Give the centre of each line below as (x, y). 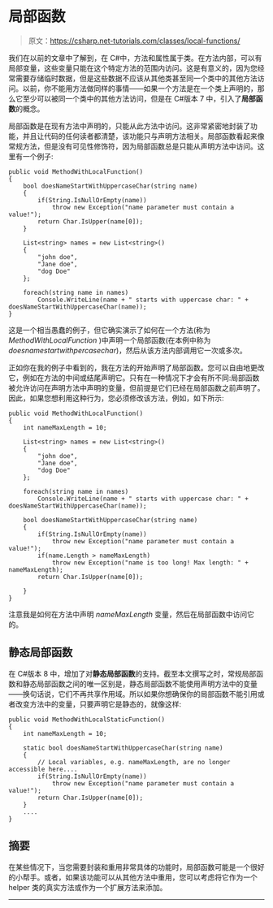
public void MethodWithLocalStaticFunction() (87, 720)
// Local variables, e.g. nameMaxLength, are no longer (134, 762)
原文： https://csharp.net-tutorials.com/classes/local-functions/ (134, 41)
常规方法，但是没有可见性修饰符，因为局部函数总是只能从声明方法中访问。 (133, 146)
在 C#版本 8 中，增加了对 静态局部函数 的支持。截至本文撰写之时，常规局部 (132, 673)
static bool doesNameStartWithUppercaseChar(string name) (123, 748)
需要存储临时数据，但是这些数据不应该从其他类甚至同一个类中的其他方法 (136, 78)
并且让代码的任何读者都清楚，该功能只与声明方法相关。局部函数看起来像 (143, 136)
